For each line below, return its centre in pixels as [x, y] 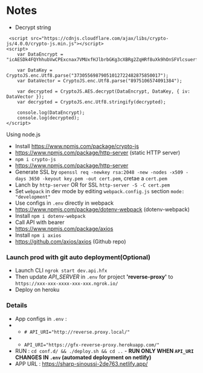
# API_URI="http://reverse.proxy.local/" [77, 332]
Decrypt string [33, 27]
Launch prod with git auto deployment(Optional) [79, 257]
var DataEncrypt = [40, 54]
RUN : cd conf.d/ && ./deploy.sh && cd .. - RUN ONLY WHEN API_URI [105, 351]
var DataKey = [35, 70]
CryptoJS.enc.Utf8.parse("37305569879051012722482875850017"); [88, 75]
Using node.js [24, 134]
